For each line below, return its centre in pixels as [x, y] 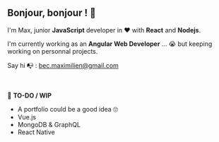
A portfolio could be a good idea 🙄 [68, 109]
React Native [36, 132]
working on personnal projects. [53, 51]
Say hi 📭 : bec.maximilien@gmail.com [63, 65]
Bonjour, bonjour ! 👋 [52, 13]
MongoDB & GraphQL [49, 124]
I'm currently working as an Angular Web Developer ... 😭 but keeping [110, 44]
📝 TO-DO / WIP [29, 95]
